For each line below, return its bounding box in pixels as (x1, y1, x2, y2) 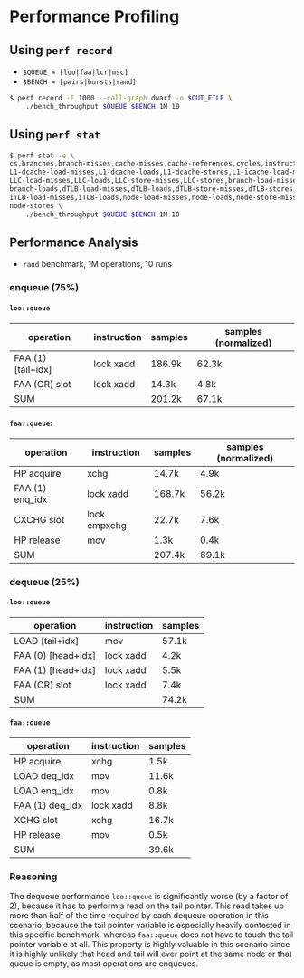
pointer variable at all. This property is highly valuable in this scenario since (9, 939, 290, 950)
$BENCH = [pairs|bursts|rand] (22, 78, 138, 87)
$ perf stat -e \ (9, 151, 75, 160)
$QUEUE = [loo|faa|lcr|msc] (22, 68, 128, 77)
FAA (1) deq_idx (14, 799, 83, 812)
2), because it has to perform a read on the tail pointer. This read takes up (9, 900, 285, 911)
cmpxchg (87, 518, 127, 531)
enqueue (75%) (9, 281, 80, 294)
